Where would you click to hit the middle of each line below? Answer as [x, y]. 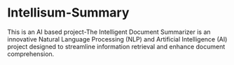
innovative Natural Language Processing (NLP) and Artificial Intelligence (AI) [117, 39]
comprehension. [31, 54]
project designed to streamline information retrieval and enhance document [116, 46]
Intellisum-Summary [68, 13]
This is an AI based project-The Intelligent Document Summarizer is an [109, 32]
